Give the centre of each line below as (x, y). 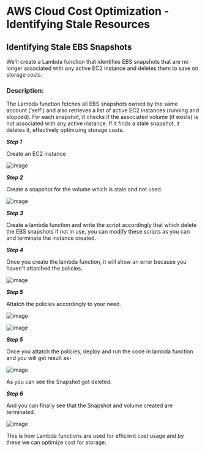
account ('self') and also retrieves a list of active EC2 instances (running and (103, 110)
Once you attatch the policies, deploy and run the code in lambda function (100, 351)
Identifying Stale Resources (78, 24)
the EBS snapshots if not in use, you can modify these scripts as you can (98, 232)
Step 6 (15, 394)
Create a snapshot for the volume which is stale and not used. (84, 190)
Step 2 (15, 178)
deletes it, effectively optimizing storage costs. (65, 130)
